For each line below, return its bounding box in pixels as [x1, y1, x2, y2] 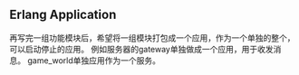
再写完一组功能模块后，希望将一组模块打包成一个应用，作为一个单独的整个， [9, 32, 295, 43]
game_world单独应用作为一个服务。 [26, 54, 161, 66]
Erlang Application [9, 7, 117, 23]
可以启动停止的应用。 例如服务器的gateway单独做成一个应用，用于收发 [9, 43, 274, 54]
